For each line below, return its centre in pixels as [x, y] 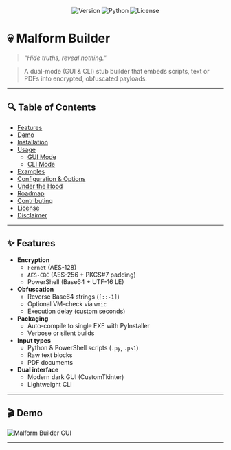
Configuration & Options [51, 178]
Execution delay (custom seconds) [76, 311]
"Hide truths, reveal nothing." [65, 58]
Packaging [33, 318]
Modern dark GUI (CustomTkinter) [76, 377]
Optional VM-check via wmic [67, 303]
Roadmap [31, 193]
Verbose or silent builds [61, 333]
